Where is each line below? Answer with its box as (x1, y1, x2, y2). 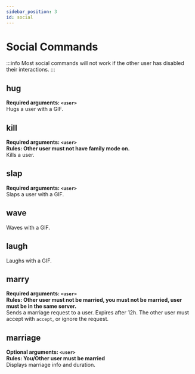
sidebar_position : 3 (6, 8, 58, 15)
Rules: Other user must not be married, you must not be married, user (6, 296, 182, 304)
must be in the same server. (6, 302, 77, 310)
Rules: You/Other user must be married (6, 355, 106, 362)
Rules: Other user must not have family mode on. (6, 145, 130, 152)
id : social (6, 14, 33, 20)
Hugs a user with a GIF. (6, 106, 64, 113)
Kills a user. (6, 152, 35, 159)
